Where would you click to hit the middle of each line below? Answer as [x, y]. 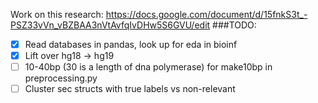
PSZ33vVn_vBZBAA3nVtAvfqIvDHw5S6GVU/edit [110, 25]
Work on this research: [57, 14]
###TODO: [234, 25]
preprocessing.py [61, 78]
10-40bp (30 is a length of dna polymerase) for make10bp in [148, 67]
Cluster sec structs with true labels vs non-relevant [130, 89]
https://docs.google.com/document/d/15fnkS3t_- [206, 14]
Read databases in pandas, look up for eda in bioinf [131, 44]
